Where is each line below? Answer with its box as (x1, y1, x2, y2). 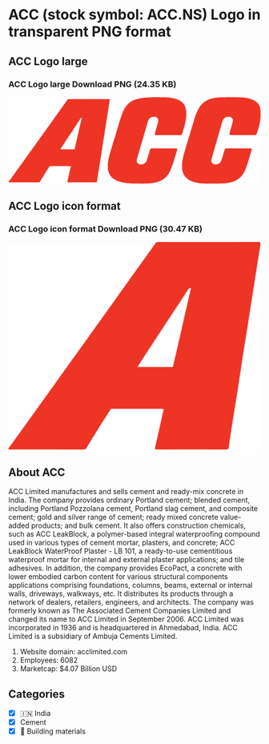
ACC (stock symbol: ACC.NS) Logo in (8, 6, 261, 24)
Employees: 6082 (19, 655, 78, 666)
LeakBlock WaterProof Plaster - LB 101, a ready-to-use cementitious (8, 546, 233, 556)
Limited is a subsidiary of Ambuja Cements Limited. (8, 631, 178, 641)
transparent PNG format (8, 22, 172, 41)
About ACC (8, 465, 66, 479)
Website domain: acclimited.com (19, 647, 128, 657)
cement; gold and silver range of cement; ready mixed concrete (8, 513, 219, 522)
